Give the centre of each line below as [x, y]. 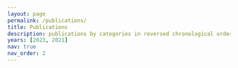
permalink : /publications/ [47, 21]
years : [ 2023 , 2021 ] [38, 40]
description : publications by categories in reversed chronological [110, 34]
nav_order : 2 [27, 54]
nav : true [22, 47]
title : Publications [38, 27]
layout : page [27, 14]
